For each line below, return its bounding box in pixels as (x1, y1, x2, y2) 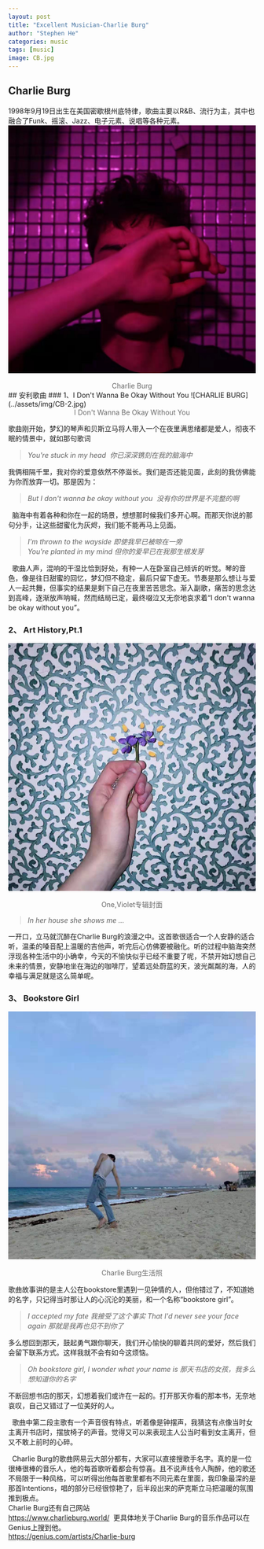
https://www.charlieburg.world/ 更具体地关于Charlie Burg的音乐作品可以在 (8, 1513, 250, 1522)
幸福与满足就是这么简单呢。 (8, 972, 98, 981)
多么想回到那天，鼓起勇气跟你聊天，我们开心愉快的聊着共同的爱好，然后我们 (8, 1338, 256, 1348)
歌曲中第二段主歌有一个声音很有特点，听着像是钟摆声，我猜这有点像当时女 (11, 1418, 253, 1427)
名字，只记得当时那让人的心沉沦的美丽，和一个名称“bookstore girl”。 (14, 1295, 238, 1304)
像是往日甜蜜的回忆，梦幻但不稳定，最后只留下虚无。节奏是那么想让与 (21, 573, 249, 582)
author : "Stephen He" (8, 29, 79, 37)
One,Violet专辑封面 (101, 900, 163, 909)
